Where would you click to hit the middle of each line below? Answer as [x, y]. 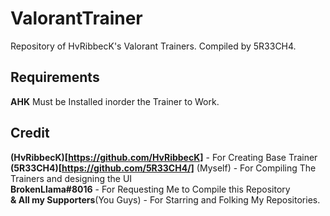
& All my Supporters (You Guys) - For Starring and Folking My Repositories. [165, 199]
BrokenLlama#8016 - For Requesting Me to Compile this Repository [150, 189]
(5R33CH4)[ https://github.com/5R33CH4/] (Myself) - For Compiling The [163, 168]
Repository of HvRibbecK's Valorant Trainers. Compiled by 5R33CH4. [153, 46]
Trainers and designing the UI [71, 178]
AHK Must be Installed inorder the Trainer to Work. [115, 101]
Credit [30, 133]
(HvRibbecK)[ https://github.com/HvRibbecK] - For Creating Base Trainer [164, 157]
